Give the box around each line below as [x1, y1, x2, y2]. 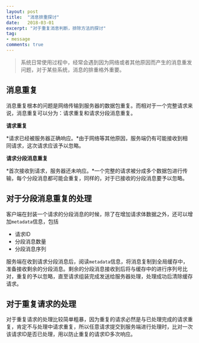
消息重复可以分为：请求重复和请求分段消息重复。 [16, 109, 136, 116]
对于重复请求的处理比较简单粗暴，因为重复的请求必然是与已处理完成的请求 [6, 316, 188, 323]
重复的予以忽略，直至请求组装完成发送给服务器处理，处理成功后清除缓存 [16, 273, 193, 280]
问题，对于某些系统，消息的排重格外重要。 [20, 66, 125, 73]
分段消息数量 [14, 238, 46, 245]
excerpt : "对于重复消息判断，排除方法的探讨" [6, 25, 107, 31]
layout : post [6, 8, 38, 15]
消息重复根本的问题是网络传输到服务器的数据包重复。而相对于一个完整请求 [6, 102, 188, 109]
